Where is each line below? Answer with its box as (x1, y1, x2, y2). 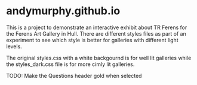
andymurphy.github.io (6, 4, 121, 18)
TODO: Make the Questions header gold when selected (6, 72, 142, 79)
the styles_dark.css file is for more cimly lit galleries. (6, 61, 135, 68)
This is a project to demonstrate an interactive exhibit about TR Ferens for (6, 24, 187, 31)
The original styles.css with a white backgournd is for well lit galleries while (6, 54, 192, 61)
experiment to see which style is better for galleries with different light (6, 36, 178, 43)
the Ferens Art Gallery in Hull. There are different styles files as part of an (6, 30, 186, 37)
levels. (6, 43, 22, 50)
